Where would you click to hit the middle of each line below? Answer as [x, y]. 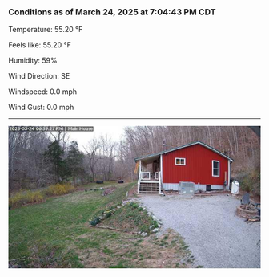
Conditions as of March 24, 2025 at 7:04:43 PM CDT [112, 12]
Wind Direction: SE [39, 76]
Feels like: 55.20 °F [40, 45]
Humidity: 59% [33, 61]
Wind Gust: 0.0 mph [41, 108]
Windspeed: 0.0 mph [43, 92]
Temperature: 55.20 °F [46, 30]
